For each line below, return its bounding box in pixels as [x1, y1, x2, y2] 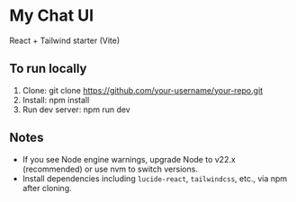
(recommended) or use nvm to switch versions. [22, 163, 198, 174]
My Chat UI [9, 5, 94, 26]
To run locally [9, 61, 87, 76]
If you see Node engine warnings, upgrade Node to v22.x [22, 154, 236, 164]
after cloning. [22, 182, 72, 193]
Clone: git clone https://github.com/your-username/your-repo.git [22, 84, 264, 95]
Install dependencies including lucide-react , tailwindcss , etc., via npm [22, 172, 288, 184]
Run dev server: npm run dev [22, 104, 130, 115]
